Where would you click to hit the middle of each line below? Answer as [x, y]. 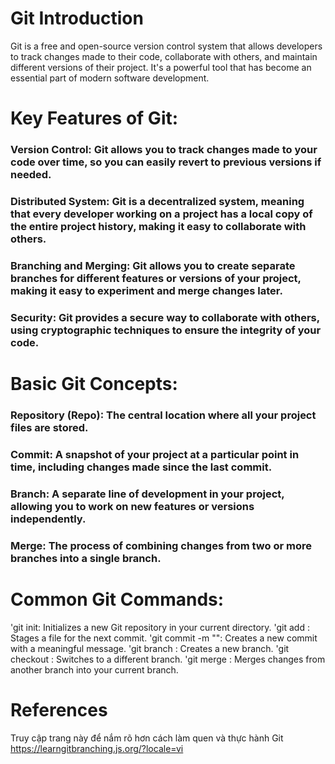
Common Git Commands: [117, 599]
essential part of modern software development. [110, 78]
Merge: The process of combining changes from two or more [161, 545]
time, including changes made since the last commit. [141, 467]
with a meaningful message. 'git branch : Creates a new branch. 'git [150, 648]
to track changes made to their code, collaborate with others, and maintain [164, 56]
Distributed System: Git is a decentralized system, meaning [157, 201]
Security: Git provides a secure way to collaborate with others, [165, 317]
